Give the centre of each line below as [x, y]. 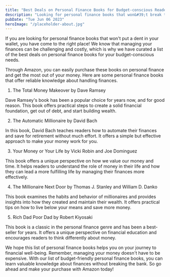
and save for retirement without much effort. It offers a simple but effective [83, 136]
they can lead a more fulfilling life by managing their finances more [75, 172]
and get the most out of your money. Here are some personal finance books [84, 75]
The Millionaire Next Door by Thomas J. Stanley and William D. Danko [85, 187]
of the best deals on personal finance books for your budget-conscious [80, 55]
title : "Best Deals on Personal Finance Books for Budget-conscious [79, 10]
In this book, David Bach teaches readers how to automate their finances [81, 131]
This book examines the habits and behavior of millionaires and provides [81, 197]
